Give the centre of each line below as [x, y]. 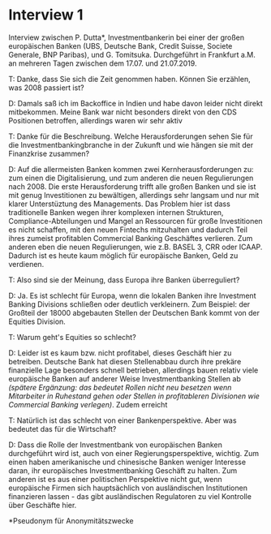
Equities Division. [37, 321]
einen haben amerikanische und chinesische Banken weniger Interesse [127, 462]
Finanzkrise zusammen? [49, 153]
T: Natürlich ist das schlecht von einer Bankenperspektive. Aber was [123, 420]
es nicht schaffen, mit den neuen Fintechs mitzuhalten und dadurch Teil [128, 230]
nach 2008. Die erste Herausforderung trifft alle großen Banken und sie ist [132, 186]
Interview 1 [46, 15]
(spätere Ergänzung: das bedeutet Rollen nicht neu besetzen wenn [120, 387]
